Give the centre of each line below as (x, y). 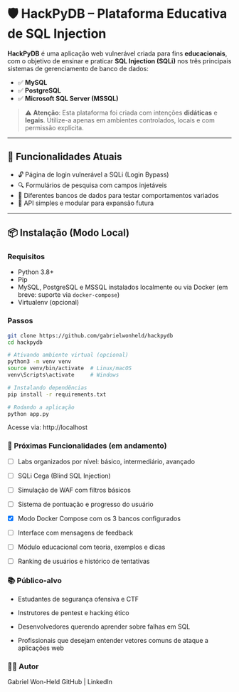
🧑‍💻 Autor (23, 666)
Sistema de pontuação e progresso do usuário (86, 504)
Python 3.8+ (36, 272)
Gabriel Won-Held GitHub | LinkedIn (60, 681)
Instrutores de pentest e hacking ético (73, 612)
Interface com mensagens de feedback (75, 533)
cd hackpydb (25, 342)
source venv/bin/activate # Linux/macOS (70, 368)
